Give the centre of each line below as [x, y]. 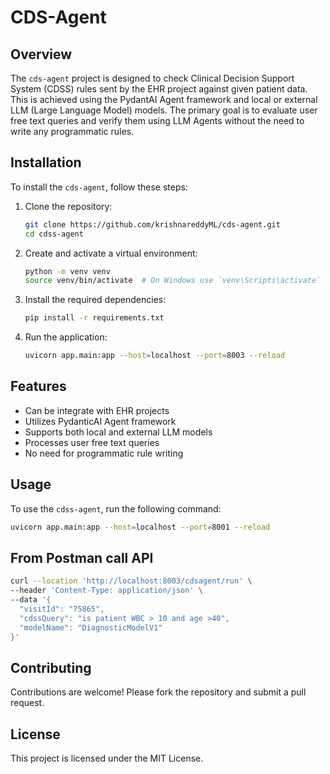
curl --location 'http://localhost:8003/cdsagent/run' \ [131, 581]
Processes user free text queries [92, 442]
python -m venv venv [67, 271]
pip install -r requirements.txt [94, 318]
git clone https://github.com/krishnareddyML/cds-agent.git [152, 224]
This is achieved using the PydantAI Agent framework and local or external [164, 99]
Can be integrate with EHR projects [97, 410]
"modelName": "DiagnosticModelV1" [91, 627]
